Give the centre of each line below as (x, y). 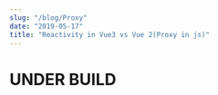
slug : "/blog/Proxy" (49, 18)
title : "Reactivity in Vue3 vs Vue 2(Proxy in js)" (109, 34)
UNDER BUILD (63, 79)
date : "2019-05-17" (47, 26)
